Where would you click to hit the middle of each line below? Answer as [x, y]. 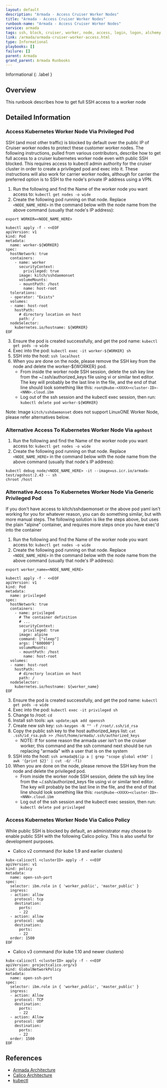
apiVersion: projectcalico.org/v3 [41, 965]
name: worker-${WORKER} [34, 245]
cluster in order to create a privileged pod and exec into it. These [72, 168]
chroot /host [19, 480]
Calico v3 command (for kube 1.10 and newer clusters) [68, 951]
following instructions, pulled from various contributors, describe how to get [83, 153]
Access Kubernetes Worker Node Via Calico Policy [68, 820]
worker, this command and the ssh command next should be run [86, 746]
